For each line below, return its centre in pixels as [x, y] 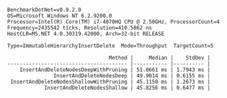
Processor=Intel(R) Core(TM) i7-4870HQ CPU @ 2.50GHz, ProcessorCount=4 [113, 22]
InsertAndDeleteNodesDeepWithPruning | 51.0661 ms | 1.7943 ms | [115, 70]
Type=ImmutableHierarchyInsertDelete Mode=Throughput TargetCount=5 [110, 46]
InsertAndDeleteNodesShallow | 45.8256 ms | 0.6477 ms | [127, 88]
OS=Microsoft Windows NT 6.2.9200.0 [60, 16]
